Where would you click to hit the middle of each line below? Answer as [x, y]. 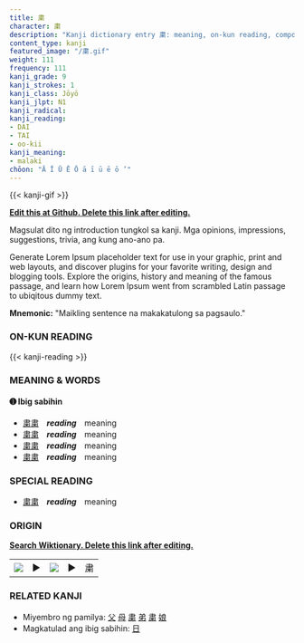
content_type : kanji [48, 43]
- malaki [26, 161]
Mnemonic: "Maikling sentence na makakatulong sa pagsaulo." [128, 313]
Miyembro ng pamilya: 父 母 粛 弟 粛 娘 [95, 617]
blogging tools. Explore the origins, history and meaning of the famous [141, 276]
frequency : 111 [38, 69]
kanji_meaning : [38, 152]
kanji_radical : [38, 110]
